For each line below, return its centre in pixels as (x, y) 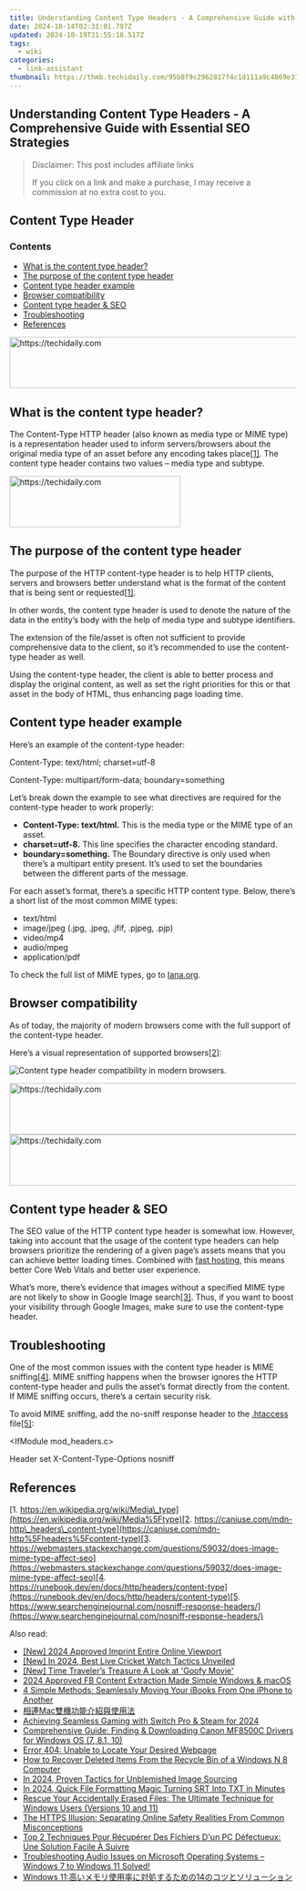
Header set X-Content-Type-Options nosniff (92, 1459)
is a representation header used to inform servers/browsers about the (140, 444)
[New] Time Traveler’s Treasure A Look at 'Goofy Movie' (128, 1670)
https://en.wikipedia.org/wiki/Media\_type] (99, 1509)
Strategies (40, 143)
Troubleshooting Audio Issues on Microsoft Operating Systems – (143, 1856)
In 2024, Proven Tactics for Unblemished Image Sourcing (130, 1779)
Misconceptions (53, 1827)
